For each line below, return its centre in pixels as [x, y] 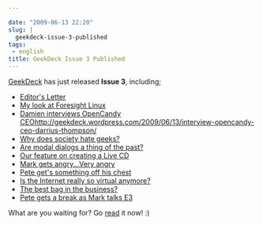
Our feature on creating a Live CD [74, 156]
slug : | [21, 30]
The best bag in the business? [69, 189]
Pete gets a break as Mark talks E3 [76, 197]
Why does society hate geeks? [70, 139]
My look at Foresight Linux [63, 105]
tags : [17, 44]
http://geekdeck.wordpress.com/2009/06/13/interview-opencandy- [145, 122]
